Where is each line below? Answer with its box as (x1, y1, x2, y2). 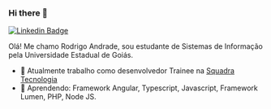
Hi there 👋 (8, 7, 49, 19)
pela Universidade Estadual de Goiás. (8, 50, 134, 60)
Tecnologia (19, 75, 58, 85)
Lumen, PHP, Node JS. (19, 92, 97, 102)
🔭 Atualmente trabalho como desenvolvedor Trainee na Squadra (19, 66, 235, 76)
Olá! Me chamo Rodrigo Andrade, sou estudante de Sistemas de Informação (8, 41, 264, 51)
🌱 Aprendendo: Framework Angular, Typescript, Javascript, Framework (19, 83, 258, 93)
